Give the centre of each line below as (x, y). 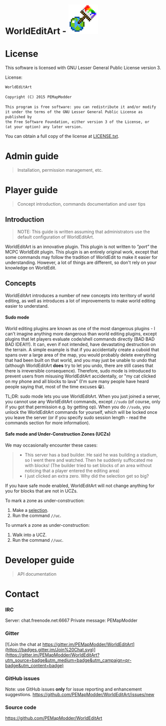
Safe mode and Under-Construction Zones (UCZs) (58, 434)
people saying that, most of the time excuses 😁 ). (55, 386)
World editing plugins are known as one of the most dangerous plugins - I (80, 328)
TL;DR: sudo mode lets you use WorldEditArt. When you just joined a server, (83, 396)
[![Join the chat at (23, 644)
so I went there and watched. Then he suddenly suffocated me (89, 460)
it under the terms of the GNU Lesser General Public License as (74, 112)
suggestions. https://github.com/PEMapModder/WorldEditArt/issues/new (80, 695)
